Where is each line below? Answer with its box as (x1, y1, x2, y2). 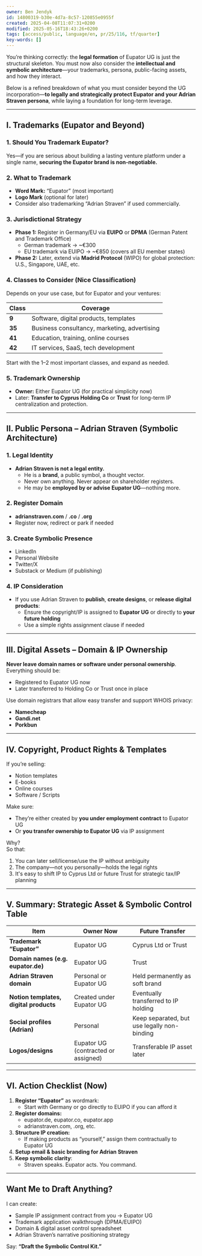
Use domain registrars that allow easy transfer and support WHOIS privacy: (6, 697, 193, 704)
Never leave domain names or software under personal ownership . (6, 661, 177, 668)
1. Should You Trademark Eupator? (6, 138, 109, 147)
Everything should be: (6, 667, 61, 674)
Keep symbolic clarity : (14, 1154, 73, 1161)
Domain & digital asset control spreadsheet (14, 1225, 122, 1232)
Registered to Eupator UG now (14, 679, 91, 686)
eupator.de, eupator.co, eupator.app (23, 1116, 114, 1123)
